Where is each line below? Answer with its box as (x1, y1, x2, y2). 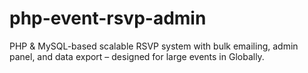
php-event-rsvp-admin (9, 7, 207, 30)
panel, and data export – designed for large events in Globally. (9, 50, 265, 62)
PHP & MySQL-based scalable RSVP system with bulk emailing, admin (9, 40, 299, 52)
